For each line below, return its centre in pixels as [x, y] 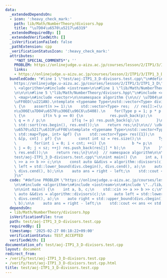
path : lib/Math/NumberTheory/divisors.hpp [59, 24]
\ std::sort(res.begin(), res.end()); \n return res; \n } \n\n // [83, 125]
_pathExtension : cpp [31, 47]
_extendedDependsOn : [31, 14]
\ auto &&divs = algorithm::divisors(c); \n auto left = [77, 194]
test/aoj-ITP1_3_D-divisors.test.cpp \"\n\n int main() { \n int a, [86, 157]
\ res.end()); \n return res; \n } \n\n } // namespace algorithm [83, 153]
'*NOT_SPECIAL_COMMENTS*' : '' [45, 60]
